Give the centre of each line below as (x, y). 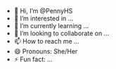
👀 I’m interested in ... (44, 18)
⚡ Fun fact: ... (33, 59)
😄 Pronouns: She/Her (46, 51)
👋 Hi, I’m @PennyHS (43, 11)
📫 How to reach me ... (46, 41)
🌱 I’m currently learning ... (51, 26)
